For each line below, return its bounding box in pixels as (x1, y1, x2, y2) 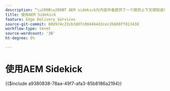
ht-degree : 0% (5, 36, 35, 41)
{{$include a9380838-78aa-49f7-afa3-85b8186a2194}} (5, 80, 122, 86)
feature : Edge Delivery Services (5, 17, 76, 22)
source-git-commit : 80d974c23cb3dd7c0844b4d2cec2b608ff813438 (5, 21, 139, 27)
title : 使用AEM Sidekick (5, 12, 56, 17)
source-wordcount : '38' (5, 31, 56, 36)
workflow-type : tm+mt (5, 26, 51, 31)
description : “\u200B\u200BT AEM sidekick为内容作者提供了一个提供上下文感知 (5, 7, 160, 13)
